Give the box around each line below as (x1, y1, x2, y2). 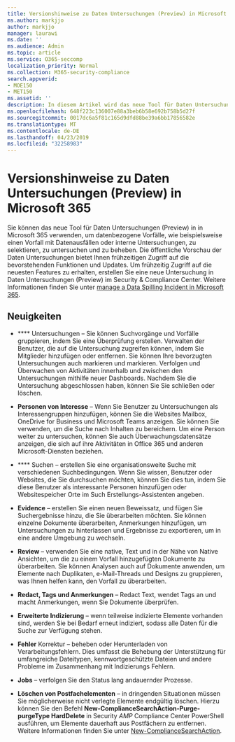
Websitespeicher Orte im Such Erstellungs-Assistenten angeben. (17, 490, 204, 498)
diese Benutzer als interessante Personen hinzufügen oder (17, 482, 187, 491)
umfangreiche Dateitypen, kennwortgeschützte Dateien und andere (17, 654, 212, 663)
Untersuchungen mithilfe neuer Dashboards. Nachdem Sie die (17, 374, 197, 382)
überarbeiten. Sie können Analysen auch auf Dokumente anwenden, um (17, 561, 225, 570)
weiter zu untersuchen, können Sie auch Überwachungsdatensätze (17, 432, 212, 440)
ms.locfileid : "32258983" (7, 141, 83, 148)
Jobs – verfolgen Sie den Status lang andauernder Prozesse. (17, 675, 193, 684)
